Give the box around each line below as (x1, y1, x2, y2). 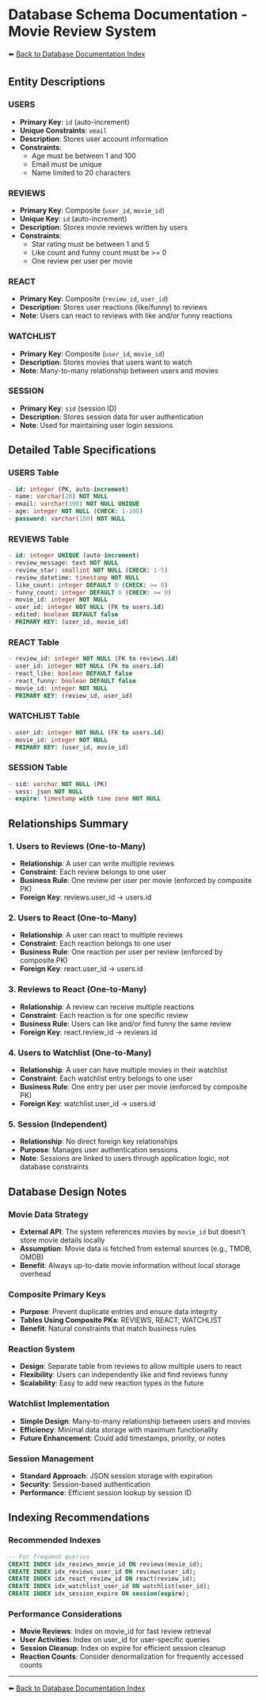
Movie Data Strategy (8, 1209, 89, 1220)
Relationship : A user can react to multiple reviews (19, 931, 184, 940)
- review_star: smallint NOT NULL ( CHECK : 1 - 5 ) (8, 566, 169, 574)
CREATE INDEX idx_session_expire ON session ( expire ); (8, 1590, 190, 1598)
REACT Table (8, 637, 59, 648)
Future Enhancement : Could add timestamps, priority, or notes (19, 1433, 226, 1443)
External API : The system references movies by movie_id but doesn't (19, 1227, 245, 1236)
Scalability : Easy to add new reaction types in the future (19, 1378, 204, 1388)
